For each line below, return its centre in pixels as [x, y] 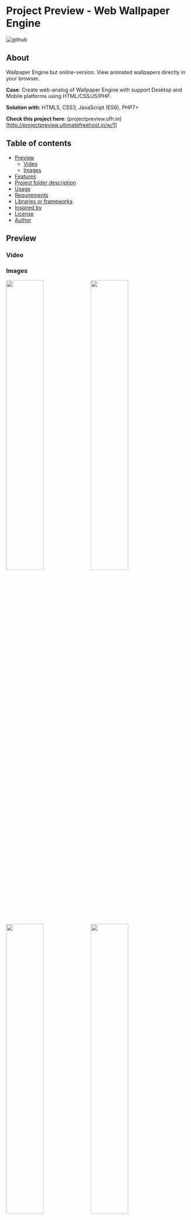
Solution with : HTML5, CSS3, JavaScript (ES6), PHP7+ [72, 107]
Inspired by [28, 207]
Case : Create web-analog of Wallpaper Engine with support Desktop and [94, 90]
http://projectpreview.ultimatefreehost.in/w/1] [62, 125]
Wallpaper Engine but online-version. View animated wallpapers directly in [96, 72]
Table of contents [39, 143]
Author [23, 220]
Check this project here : [36, 119]
